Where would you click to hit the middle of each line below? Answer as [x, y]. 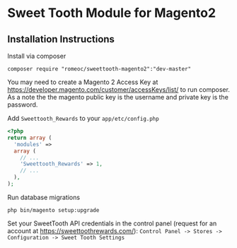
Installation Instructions [61, 39]
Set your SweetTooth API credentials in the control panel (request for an [112, 223]
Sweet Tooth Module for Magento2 [112, 13]
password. [23, 105]
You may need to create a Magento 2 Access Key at [83, 82]
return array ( [30, 138]
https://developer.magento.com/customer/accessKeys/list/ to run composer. [118, 89]
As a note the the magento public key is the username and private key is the [118, 97]
